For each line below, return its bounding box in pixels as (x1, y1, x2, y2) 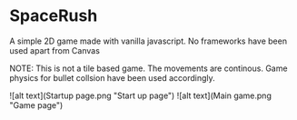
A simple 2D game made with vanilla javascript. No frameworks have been (9, 35, 288, 46)
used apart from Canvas (9, 45, 100, 55)
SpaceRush (9, 5, 98, 26)
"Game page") (9, 99, 64, 110)
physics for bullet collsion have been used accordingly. (9, 72, 215, 83)
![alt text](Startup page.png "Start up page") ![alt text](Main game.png (9, 90, 272, 101)
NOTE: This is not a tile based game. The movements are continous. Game (9, 63, 288, 74)
